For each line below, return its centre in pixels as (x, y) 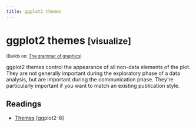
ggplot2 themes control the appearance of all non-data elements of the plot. (98, 67)
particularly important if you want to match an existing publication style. (93, 85)
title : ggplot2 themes (34, 11)
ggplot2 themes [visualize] (69, 40)
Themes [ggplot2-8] (39, 118)
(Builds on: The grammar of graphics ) (44, 56)
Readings (24, 104)
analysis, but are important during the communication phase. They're (90, 79)
